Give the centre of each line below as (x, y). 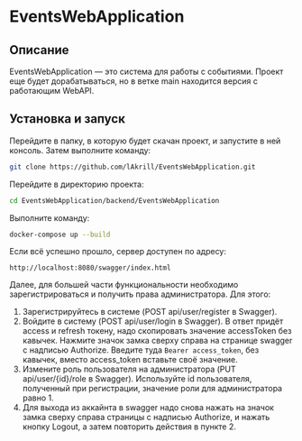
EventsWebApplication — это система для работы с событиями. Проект (146, 71)
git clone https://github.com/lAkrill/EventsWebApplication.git (133, 167)
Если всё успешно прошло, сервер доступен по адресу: (118, 252)
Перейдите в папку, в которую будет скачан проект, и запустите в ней (145, 141)
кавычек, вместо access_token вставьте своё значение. (130, 360)
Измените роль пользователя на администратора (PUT (129, 369)
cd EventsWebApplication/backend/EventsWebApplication (114, 200)
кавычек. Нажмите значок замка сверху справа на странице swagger (157, 341)
